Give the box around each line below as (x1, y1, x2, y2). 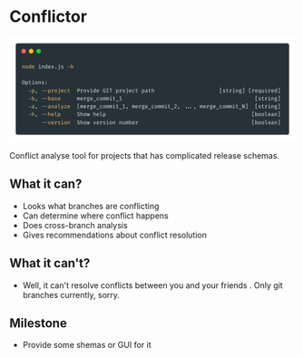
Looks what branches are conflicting (22, 200, 160, 211)
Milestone (9, 315, 68, 332)
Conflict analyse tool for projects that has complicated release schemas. (9, 150, 279, 161)
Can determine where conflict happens (22, 210, 170, 221)
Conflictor (9, 6, 88, 27)
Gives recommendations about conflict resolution (22, 229, 207, 240)
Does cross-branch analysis (22, 219, 129, 230)
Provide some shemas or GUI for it (22, 340, 151, 351)
